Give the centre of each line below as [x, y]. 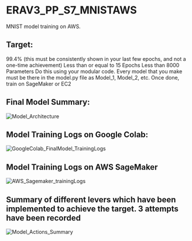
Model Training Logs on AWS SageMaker [82, 167]
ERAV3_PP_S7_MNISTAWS [72, 10]
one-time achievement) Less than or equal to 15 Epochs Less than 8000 [93, 65]
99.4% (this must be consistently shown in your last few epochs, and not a [96, 58]
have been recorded [43, 218]
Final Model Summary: [48, 102]
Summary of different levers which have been [91, 199]
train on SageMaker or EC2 [39, 84]
